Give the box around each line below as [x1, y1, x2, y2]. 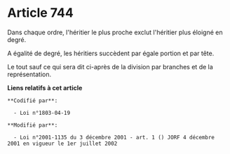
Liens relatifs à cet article [7, 83, 83, 92]
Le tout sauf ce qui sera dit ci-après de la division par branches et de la [7, 62, 214, 71]
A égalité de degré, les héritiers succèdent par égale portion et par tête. [7, 49, 215, 57]
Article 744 [7, 5, 74, 21]
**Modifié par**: [7, 121, 58, 129]
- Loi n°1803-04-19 [13, 109, 71, 116]
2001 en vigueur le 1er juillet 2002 [7, 140, 118, 147]
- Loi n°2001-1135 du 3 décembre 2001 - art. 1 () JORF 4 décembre [13, 134, 215, 141]
